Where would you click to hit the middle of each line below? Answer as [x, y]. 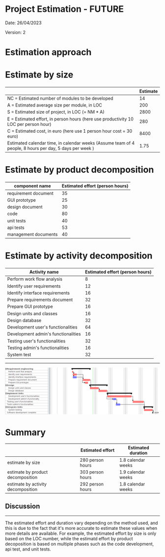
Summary [25, 432]
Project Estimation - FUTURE [65, 9]
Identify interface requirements [39, 293]
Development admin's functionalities [44, 334]
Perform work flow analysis [35, 279]
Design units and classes [32, 313]
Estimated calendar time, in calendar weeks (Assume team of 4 [71, 143]
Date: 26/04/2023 [23, 23]
